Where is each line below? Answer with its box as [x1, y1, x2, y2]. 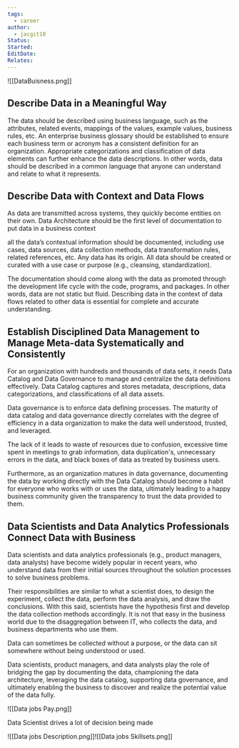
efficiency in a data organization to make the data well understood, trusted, [7, 419, 228, 427]
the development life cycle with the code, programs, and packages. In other [7, 282, 230, 291]
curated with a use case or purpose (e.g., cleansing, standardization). [7, 261, 212, 269]
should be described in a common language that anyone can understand [7, 161, 221, 170]
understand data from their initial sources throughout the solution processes [7, 566, 232, 574]
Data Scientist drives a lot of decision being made [7, 719, 153, 727]
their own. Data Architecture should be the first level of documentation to [7, 216, 223, 225]
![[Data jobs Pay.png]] [7, 704, 72, 713]
